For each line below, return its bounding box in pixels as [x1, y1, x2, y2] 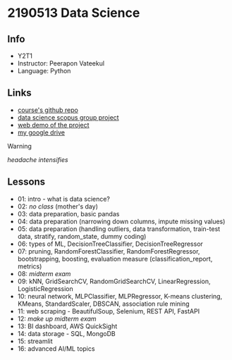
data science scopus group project [17, 113, 119, 121]
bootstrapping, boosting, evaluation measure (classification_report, [17, 254, 213, 263]
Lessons [7, 176, 46, 188]
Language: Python [17, 67, 71, 75]
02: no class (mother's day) [17, 202, 99, 211]
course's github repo [17, 106, 79, 114]
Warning [7, 142, 32, 150]
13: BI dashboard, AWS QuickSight [17, 322, 118, 330]
